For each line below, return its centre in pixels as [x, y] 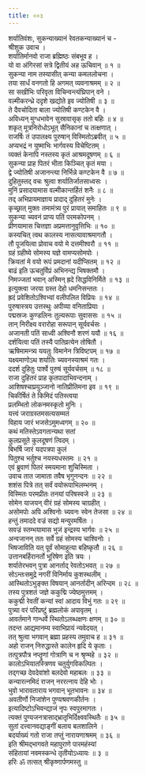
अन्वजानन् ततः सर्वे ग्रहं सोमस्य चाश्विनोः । [60, 538]
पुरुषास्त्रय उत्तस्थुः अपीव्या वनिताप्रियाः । [56, 306]
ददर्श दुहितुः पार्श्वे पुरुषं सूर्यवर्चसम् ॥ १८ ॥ [59, 368]
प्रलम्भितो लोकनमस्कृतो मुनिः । [45, 404]
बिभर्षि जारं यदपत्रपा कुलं [37, 449]
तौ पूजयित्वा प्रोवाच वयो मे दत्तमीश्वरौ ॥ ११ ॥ [63, 244]
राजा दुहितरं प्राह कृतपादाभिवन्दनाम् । [53, 377]
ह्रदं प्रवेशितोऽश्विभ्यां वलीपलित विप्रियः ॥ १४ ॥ [64, 297]
